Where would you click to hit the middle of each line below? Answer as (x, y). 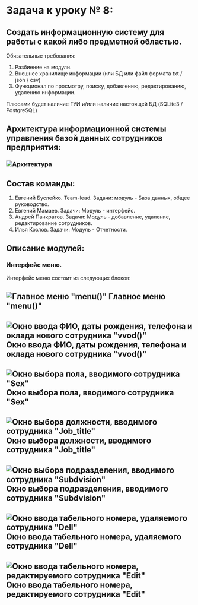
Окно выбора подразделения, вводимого (87, 488)
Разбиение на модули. (43, 67)
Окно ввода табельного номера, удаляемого (94, 537)
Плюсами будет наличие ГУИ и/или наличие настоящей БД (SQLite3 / (95, 104)
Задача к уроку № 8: (60, 10)
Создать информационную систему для (85, 32)
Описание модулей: (45, 248)
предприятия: (33, 148)
